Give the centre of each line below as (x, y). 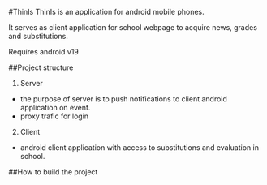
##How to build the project (53, 172)
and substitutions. (39, 36)
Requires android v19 (44, 52)
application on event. (55, 108)
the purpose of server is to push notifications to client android (123, 99)
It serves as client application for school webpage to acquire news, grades (133, 27)
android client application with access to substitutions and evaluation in (140, 148)
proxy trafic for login (54, 116)
